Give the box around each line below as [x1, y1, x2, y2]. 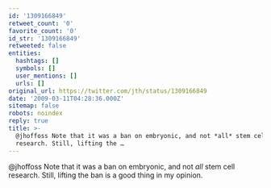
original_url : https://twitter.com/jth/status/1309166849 [8, 86, 207, 95]
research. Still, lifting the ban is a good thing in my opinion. [8, 170, 203, 180]
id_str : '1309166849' [8, 34, 81, 43]
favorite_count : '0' [8, 27, 78, 35]
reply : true [8, 117, 48, 125]
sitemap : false [8, 102, 60, 110]
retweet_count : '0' [8, 19, 74, 27]
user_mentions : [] [15, 72, 78, 80]
